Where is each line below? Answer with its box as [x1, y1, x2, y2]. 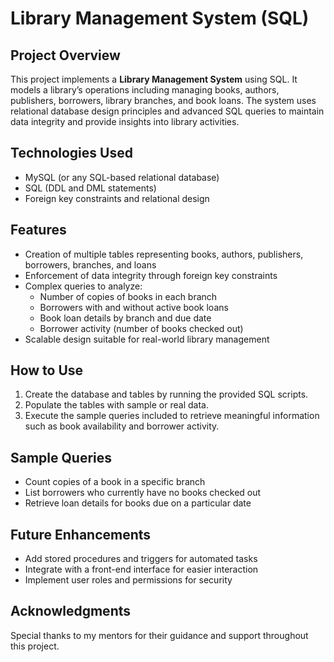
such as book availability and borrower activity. [24, 420, 220, 432]
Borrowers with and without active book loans [39, 301, 229, 313]
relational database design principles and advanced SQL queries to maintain [10, 105, 325, 117]
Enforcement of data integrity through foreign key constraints [24, 269, 278, 281]
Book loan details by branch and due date [39, 312, 212, 324]
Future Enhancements [10, 526, 152, 543]
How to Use [10, 362, 84, 379]
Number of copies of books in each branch [39, 290, 218, 302]
